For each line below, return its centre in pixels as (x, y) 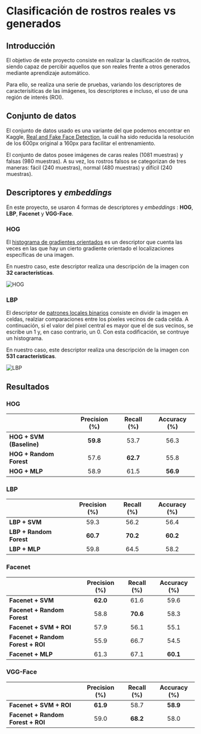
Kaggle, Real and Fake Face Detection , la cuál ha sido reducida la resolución (100, 137)
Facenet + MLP (31, 654)
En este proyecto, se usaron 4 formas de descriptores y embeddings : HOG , (100, 207)
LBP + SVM (25, 522)
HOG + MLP (26, 471)
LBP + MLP (25, 549)
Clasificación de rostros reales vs (91, 11)
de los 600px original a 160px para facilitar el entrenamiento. (81, 143)
